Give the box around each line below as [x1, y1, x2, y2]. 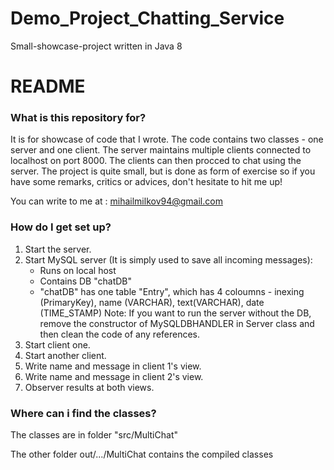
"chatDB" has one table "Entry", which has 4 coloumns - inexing [39, 285, 305, 297]
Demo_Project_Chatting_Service [10, 7, 285, 30]
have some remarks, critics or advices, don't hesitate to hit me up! [10, 176, 283, 188]
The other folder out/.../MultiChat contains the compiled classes [10, 448, 274, 461]
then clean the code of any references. [39, 328, 201, 340]
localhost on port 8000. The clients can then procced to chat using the [10, 155, 302, 167]
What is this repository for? [10, 111, 147, 125]
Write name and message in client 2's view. [24, 370, 204, 382]
